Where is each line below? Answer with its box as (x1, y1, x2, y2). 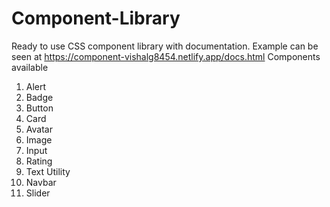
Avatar (25, 123, 53, 135)
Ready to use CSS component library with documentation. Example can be (11, 40, 319, 52)
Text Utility (25, 165, 71, 177)
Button (25, 102, 54, 114)
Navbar (25, 176, 57, 188)
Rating (25, 155, 53, 167)
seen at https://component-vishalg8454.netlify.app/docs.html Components (11, 50, 321, 62)
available (11, 61, 49, 73)
